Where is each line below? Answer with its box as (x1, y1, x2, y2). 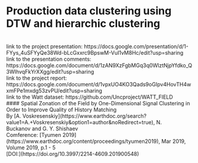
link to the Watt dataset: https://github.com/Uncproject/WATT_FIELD (6, 93, 174, 101)
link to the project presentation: (6, 43, 83, 50)
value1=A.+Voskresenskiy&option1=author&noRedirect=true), (6, 118, 155, 126)
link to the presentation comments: (6, 55, 92, 62)
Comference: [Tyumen (6, 131, 61, 138)
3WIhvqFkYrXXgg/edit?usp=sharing (6, 68, 95, 75)
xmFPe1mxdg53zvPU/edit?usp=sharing (6, 87, 102, 94)
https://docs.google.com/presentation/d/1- (84, 43, 188, 50)
